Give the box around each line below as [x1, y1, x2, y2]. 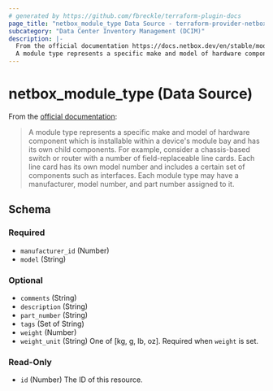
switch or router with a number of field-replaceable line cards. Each [28, 153, 255, 163]
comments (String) [19, 293, 77, 302]
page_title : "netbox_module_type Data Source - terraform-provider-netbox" [8, 20, 271, 28]
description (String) [19, 302, 88, 311]
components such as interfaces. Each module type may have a [28, 170, 240, 180]
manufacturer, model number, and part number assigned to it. [28, 179, 235, 189]
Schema [8, 202, 51, 216]
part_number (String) [19, 310, 88, 319]
